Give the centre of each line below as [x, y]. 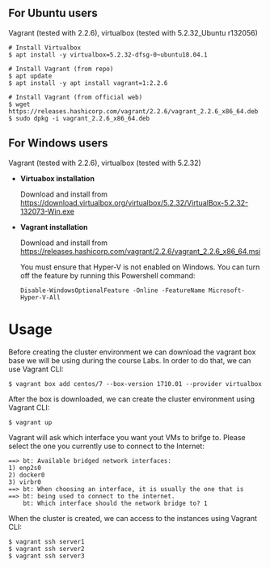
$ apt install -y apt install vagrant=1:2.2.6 [88, 83]
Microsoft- [227, 290]
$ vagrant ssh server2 [46, 549]
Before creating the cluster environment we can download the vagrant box [132, 352]
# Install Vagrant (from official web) [76, 97]
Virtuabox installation [57, 178]
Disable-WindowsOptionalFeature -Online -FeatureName [112, 290]
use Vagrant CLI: [36, 369]
